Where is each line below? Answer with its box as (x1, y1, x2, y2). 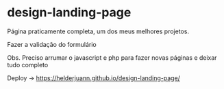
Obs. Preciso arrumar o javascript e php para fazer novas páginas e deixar (7, 53, 217, 62)
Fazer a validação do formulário (7, 40, 97, 48)
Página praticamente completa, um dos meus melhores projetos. (7, 27, 190, 35)
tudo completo (7, 60, 49, 69)
